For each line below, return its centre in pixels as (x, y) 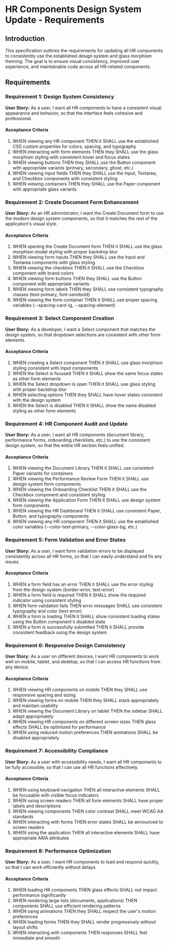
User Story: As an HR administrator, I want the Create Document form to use (84, 213)
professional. (19, 118)
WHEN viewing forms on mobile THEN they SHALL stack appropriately (86, 701)
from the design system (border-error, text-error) (63, 589)
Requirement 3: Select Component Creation (60, 318)
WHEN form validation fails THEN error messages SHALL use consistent (87, 606)
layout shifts (25, 927)
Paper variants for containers (43, 473)
